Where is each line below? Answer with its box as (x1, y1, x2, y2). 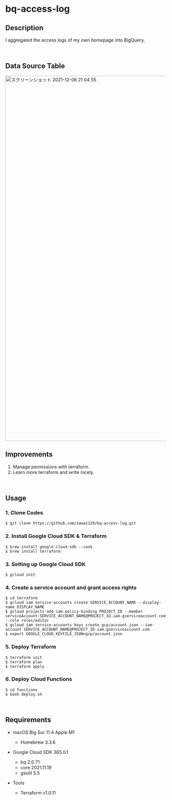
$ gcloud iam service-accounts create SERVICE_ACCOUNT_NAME (5, 600, 137, 606)
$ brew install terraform (5, 549, 60, 554)
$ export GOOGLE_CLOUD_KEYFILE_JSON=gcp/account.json (5, 632, 123, 637)
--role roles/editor (5, 618, 50, 623)
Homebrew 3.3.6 (20, 739, 56, 745)
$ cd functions (5, 687, 38, 693)
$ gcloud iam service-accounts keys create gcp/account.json (5, 622, 139, 628)
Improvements (5, 450, 53, 459)
